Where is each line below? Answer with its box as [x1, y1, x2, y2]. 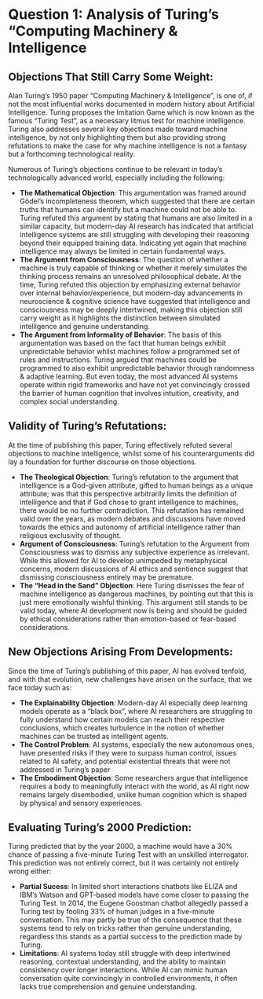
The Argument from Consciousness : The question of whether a [19, 255, 229, 264]
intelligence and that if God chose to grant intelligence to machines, [19, 497, 239, 507]
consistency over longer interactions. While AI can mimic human [19, 965, 228, 975]
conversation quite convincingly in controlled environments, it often [19, 974, 238, 983]
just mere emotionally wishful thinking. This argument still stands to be [19, 597, 248, 606]
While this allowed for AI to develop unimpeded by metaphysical [19, 555, 228, 565]
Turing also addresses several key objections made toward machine [8, 124, 228, 134]
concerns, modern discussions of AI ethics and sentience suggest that [19, 564, 249, 573]
